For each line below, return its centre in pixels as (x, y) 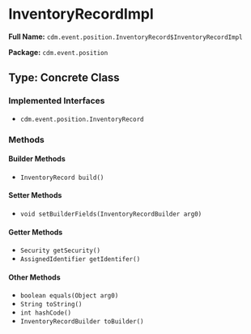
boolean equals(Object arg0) (69, 296)
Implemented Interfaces (57, 101)
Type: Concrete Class (64, 78)
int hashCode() (46, 313)
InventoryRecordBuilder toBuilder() (82, 322)
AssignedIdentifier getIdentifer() (80, 259)
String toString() (51, 305)
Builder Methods (37, 159)
